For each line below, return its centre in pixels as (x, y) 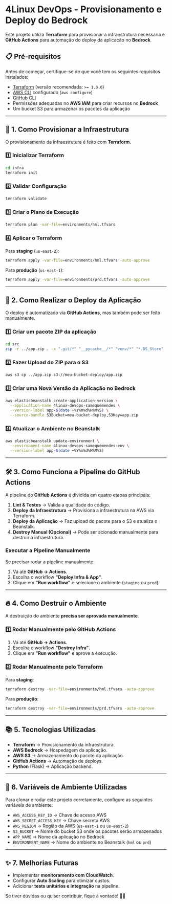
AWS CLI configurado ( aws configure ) (53, 92)
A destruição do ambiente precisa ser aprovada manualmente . (72, 615)
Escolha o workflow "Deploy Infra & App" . (58, 577)
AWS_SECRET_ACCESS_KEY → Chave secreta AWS (61, 820)
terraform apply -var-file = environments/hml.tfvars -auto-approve (78, 260)
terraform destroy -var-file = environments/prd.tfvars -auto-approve (80, 709)
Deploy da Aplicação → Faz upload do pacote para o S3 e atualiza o (85, 521)
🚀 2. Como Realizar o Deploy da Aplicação (73, 300)
